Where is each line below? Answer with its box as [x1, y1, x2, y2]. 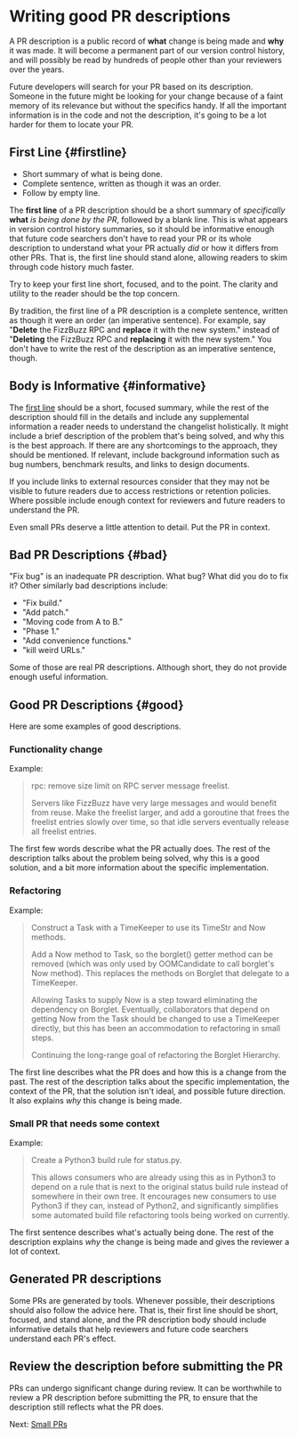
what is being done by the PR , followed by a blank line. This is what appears [9, 214, 288, 224]
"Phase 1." [21, 626, 60, 637]
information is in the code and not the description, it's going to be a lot [9, 109, 267, 120]
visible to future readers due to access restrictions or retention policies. [9, 485, 271, 496]
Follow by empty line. [21, 187, 101, 198]
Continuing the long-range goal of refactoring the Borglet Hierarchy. [30, 1049, 281, 1060]
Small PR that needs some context [9, 1117, 160, 1129]
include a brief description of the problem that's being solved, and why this [9, 430, 285, 441]
